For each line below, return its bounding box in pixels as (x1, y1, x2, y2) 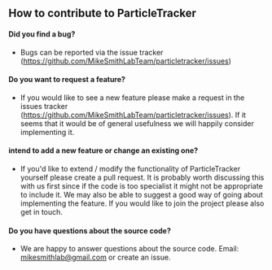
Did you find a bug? (8, 28, 76, 39)
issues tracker (20, 101, 68, 111)
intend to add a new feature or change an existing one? (8, 146, 199, 155)
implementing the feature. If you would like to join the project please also (20, 198, 265, 208)
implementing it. (20, 127, 75, 137)
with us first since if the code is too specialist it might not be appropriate (20, 181, 263, 190)
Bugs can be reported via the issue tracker (20, 47, 164, 57)
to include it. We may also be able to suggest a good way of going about (20, 190, 263, 199)
